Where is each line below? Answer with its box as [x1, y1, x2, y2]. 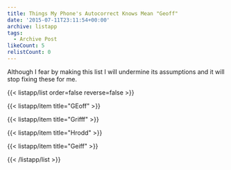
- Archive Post [13, 36, 58, 43]
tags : [7, 29, 23, 37]
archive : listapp [7, 23, 58, 30]
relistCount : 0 [7, 49, 51, 56]
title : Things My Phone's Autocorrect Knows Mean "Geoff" [7, 10, 178, 17]
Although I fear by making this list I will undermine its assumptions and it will [7, 67, 225, 76]
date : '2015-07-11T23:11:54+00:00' [7, 17, 110, 23]
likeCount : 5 [7, 42, 45, 49]
